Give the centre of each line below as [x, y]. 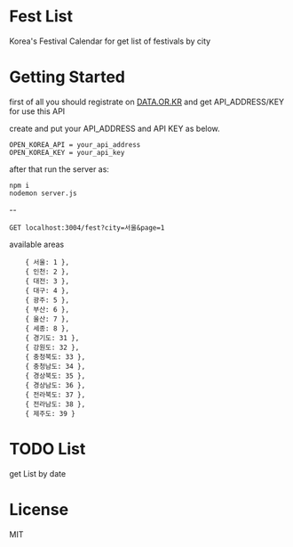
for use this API [37, 111]
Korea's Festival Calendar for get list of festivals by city [110, 41]
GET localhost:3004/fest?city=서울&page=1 [87, 228]
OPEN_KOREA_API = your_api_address [75, 144]
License [39, 510]
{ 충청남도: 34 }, [55, 366]
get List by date [38, 473]
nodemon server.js [43, 193]
